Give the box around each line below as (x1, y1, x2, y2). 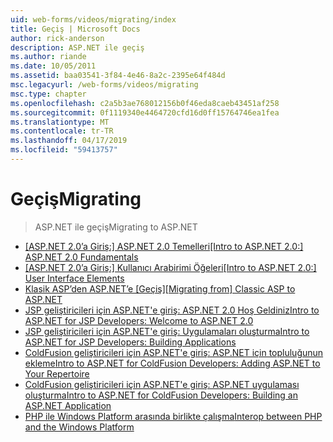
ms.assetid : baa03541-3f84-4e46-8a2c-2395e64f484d (10, 71, 226, 81)
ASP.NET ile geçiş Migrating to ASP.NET (34, 221, 198, 233)
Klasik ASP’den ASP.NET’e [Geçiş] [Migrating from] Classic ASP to (24, 282, 296, 295)
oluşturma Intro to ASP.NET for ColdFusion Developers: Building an (24, 389, 298, 401)
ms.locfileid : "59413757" (10, 145, 118, 155)
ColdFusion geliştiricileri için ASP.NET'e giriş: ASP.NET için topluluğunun (24, 346, 324, 358)
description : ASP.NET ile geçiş (10, 42, 145, 53)
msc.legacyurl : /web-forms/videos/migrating (10, 80, 199, 90)
